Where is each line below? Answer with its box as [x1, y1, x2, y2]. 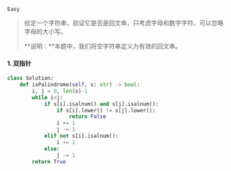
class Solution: [7, 75, 54, 82]
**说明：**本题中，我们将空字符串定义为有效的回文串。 [23, 42, 181, 50]
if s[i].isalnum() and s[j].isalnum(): [43, 100, 159, 108]
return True [32, 158, 67, 165]
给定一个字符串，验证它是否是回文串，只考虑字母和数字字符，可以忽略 [23, 19, 224, 27]
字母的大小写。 [23, 28, 67, 35]
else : [43, 145, 60, 152]
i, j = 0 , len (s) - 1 [32, 88, 88, 94]
